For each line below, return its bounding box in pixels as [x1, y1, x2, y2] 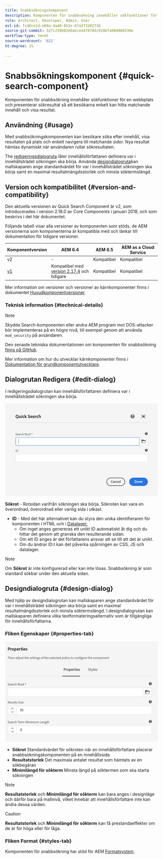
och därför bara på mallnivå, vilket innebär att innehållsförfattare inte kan [5, 796, 150, 802]
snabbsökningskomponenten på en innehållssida [12, 752, 110, 758]
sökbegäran [12, 762, 36, 768]
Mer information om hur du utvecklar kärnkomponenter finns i [5, 356, 129, 362]
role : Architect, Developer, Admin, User [5, 18, 90, 23]
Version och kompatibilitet [5, 183, 86, 191]
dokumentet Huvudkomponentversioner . [5, 289, 86, 295]
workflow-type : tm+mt [5, 33, 49, 38]
